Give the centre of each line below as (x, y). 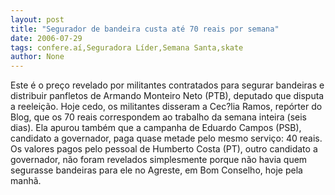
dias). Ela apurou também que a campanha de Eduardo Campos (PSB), (156, 128)
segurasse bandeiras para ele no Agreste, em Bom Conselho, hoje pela (156, 170)
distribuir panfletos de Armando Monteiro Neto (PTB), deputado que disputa (167, 96)
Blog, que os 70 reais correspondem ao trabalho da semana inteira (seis (158, 117)
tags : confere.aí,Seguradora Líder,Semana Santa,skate (127, 47)
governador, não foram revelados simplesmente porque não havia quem (159, 160)
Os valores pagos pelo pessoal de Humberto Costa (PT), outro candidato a (164, 149)
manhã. (26, 181)
